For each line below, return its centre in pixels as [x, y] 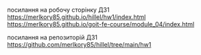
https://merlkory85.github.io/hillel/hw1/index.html [76, 17]
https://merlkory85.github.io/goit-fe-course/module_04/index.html [101, 24]
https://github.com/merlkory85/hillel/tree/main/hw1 [79, 44]
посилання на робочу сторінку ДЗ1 [58, 10]
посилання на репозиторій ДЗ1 [52, 37]
